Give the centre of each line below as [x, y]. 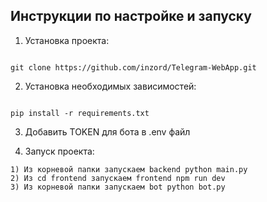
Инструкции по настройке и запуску [131, 16]
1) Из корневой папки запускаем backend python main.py [129, 169]
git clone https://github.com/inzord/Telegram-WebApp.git [133, 67]
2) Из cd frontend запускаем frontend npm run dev [118, 178]
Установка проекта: [67, 40]
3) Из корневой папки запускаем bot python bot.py [118, 187]
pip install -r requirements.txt [80, 113]
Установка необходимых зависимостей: [110, 86]
